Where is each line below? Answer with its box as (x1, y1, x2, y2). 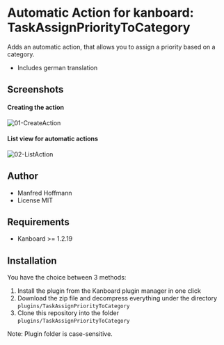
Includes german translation (17, 63, 98, 72)
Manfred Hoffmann (17, 188, 72, 197)
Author (7, 170, 38, 182)
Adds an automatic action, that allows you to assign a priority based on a (7, 42, 216, 51)
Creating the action (7, 103, 65, 111)
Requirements (7, 216, 70, 227)
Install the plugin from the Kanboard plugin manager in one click (17, 287, 202, 295)
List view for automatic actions (7, 134, 99, 143)
